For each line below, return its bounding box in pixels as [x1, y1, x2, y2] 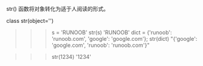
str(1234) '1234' [51, 53, 92, 60]
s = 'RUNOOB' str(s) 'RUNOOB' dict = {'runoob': [51, 29, 172, 36]
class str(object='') [6, 17, 54, 24]
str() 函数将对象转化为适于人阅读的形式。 [6, 5, 109, 12]
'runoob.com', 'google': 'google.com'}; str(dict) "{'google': [51, 35, 198, 42]
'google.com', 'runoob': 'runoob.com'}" [51, 41, 150, 49]
